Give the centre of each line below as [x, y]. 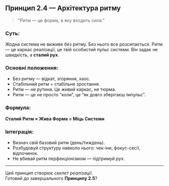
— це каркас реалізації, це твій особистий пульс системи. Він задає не [81, 50]
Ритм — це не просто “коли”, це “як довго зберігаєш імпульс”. [79, 95]
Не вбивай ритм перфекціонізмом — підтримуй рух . [68, 158]
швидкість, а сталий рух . [32, 55]
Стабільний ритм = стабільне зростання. [56, 84]
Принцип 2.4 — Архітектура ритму [63, 8]
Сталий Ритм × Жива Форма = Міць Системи [55, 119]
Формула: [18, 108]
